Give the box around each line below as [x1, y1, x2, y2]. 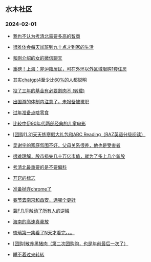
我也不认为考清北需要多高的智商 [12, 33, 80, 39]
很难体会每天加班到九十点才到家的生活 [12, 44, 94, 50]
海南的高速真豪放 [12, 218, 49, 224]
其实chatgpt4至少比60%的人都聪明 [12, 77, 87, 83]
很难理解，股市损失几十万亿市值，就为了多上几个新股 [12, 153, 125, 159]
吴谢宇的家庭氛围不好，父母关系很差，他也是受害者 [12, 142, 121, 148]
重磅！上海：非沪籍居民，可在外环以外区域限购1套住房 [12, 66, 127, 72]
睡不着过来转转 [12, 251, 45, 257]
